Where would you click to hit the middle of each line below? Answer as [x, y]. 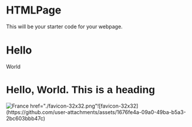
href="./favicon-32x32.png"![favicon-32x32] [84, 106]
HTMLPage [34, 10]
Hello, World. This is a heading [81, 90]
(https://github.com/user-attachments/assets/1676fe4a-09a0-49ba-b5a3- [96, 112]
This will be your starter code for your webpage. [65, 26]
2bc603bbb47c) [26, 118]
